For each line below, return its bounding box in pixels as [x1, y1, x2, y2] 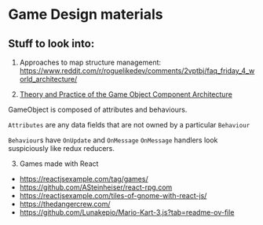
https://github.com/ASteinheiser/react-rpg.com [19, 183, 173, 192]
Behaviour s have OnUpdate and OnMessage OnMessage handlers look [8, 135, 218, 145]
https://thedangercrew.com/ [19, 199, 111, 208]
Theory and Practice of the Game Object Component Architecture [19, 90, 233, 99]
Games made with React [19, 159, 99, 168]
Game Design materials [8, 6, 163, 24]
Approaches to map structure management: [19, 57, 162, 67]
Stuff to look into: [8, 37, 95, 50]
